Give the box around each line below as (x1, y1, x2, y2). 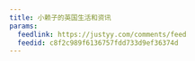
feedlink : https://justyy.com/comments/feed (17, 30, 187, 39)
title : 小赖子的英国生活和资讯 (9, 13, 111, 22)
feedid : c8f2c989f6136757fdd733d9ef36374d (17, 38, 179, 48)
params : (9, 22, 39, 30)
